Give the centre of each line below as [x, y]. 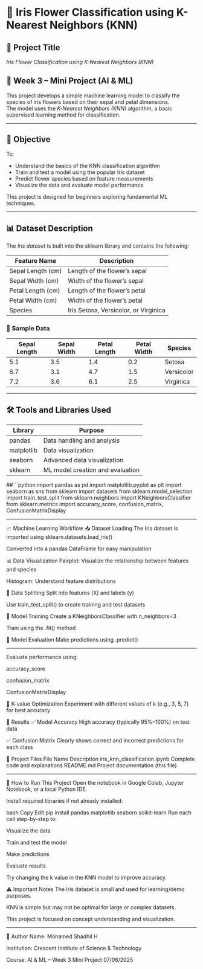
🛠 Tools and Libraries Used [59, 410]
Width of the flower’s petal [105, 300]
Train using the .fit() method [41, 628]
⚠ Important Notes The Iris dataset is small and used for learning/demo [95, 889]
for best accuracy [28, 710]
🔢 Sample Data [28, 329]
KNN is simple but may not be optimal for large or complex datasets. [91, 907]
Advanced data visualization [83, 460]
